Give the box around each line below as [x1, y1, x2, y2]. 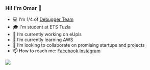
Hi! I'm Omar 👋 [5, 5, 42, 12]
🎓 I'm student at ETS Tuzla [12, 24, 71, 30]
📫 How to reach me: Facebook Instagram [12, 48, 101, 54]
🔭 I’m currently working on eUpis [12, 31, 82, 38]
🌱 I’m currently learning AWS [12, 37, 73, 43]
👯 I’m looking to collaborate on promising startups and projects [12, 42, 145, 48]
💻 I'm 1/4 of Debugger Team [12, 16, 74, 22]
